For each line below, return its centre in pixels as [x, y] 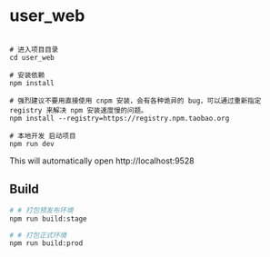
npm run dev [32, 143]
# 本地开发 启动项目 [43, 136]
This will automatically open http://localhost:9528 [102, 161]
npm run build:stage [49, 219]
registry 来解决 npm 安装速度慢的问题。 [79, 110]
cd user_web [32, 57]
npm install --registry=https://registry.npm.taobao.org [120, 118]
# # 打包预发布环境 [41, 210]
